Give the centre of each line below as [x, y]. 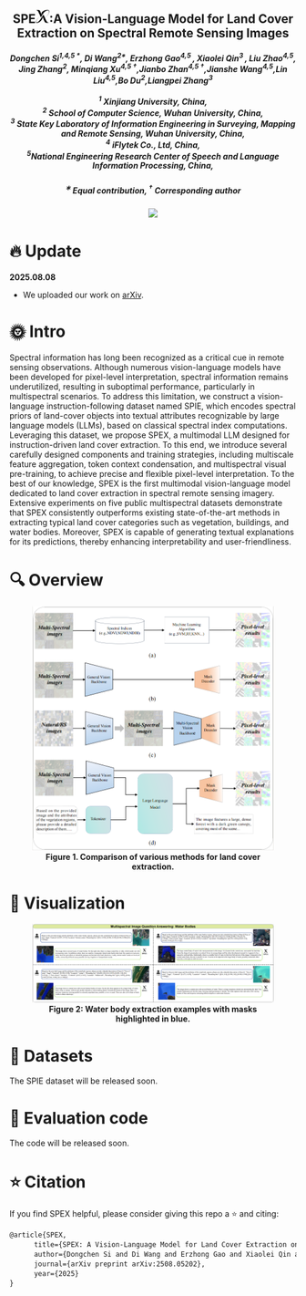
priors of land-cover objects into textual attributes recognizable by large [144, 415]
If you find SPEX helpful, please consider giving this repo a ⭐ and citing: [144, 1214]
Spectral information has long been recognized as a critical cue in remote [147, 358]
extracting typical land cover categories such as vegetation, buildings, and [149, 522]
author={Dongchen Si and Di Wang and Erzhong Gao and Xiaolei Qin [162, 1255]
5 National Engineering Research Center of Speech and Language [153, 155]
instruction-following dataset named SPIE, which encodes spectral [171, 406]
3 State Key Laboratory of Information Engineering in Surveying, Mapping [153, 123]
